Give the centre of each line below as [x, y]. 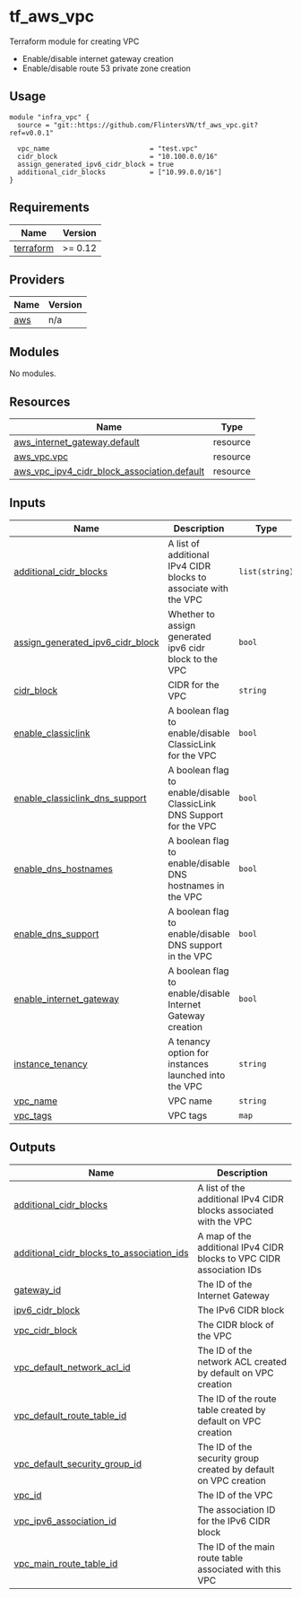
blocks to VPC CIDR [238, 1258]
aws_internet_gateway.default [77, 442]
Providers [37, 279]
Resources [40, 402]
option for [189, 1052]
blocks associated [235, 1210]
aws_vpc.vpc [41, 457]
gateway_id [37, 1289]
